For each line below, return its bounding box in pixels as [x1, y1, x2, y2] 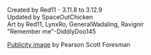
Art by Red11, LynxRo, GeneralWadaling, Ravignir [7, 20, 144, 28]
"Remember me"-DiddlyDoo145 [7, 27, 96, 35]
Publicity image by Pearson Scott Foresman [7, 41, 130, 48]
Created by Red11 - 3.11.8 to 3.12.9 [7, 6, 103, 14]
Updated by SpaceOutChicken [7, 13, 93, 21]
